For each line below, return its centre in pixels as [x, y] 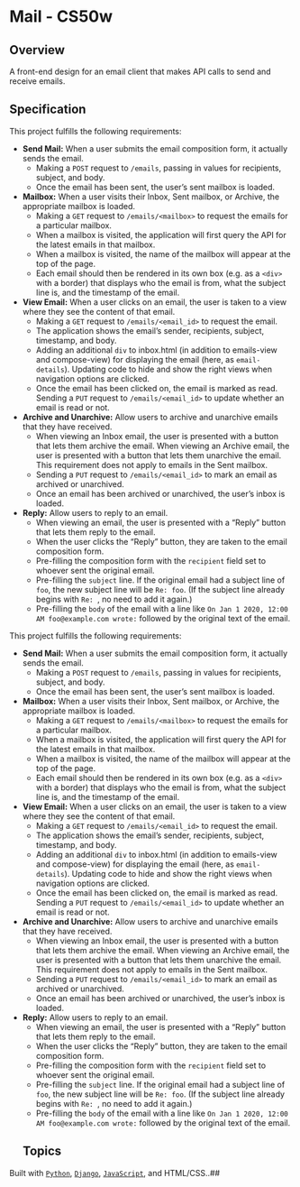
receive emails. [37, 81]
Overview [37, 50]
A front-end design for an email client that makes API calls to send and [141, 71]
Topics [42, 1151]
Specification [48, 110]
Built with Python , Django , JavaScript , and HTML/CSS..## [115, 1173]
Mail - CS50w [61, 17]
